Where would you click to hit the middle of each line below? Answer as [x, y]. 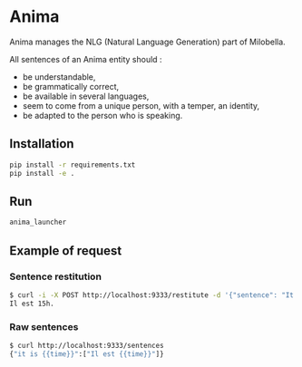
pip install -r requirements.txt [73, 165]
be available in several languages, [86, 96]
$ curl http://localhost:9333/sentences [87, 345]
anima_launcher [38, 222]
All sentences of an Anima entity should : [86, 59]
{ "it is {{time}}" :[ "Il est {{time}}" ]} [87, 354]
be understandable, [59, 77]
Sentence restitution [56, 276]
